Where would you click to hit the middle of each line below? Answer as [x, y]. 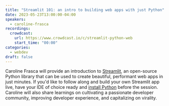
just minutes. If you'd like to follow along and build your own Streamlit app [82, 82]
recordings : [18, 29]
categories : [18, 47]
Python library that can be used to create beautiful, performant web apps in [84, 77]
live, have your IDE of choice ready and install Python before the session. [82, 87]
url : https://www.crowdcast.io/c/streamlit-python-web [74, 38]
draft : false [19, 57]
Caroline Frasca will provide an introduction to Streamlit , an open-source [81, 71]
